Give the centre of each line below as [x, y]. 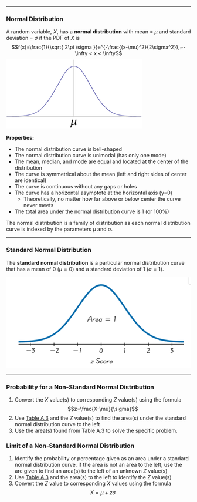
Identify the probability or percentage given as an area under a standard [102, 459]
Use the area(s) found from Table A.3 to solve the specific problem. [96, 430]
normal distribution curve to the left [57, 424]
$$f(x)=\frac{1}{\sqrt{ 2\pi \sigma [52, 47]
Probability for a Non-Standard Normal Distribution [80, 387]
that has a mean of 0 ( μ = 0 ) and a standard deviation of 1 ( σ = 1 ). [85, 269]
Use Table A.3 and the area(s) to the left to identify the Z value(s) [93, 477]
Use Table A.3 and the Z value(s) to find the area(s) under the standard [100, 418]
